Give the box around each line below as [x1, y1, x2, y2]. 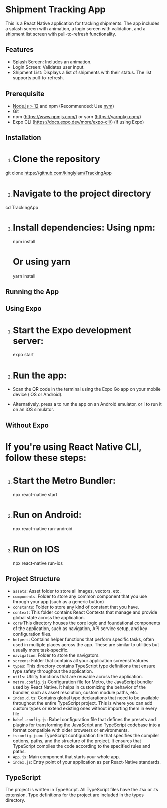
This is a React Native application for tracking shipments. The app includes [5, 20, 160, 26]
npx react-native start [12, 491, 58, 497]
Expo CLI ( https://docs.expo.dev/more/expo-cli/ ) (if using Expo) [12, 119, 144, 125]
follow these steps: [5, 452, 87, 463]
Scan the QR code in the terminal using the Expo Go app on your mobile [12, 386, 161, 392]
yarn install [12, 273, 36, 279]
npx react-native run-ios [12, 560, 63, 566]
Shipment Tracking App [5, 4, 106, 15]
